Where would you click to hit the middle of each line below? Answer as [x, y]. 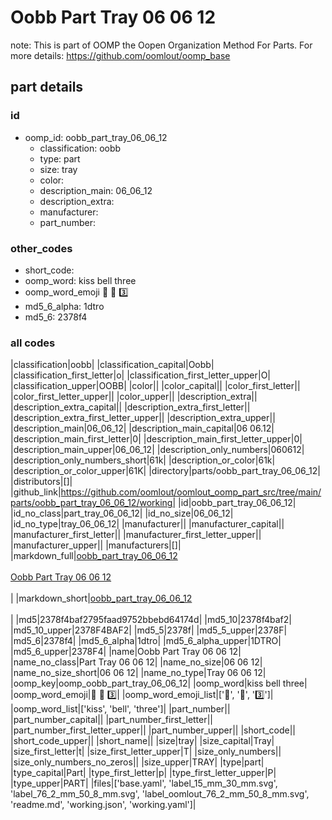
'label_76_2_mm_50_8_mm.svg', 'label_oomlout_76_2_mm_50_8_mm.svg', [160, 794]
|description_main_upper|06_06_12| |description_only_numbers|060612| [157, 450]
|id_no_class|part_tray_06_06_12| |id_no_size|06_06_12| [122, 513]
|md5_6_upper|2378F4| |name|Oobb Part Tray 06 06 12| [126, 652]
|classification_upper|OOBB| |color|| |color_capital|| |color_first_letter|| [155, 386]
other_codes [41, 248]
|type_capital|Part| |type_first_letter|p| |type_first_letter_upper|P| [143, 773]
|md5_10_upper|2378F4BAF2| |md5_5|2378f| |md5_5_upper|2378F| [149, 630]
